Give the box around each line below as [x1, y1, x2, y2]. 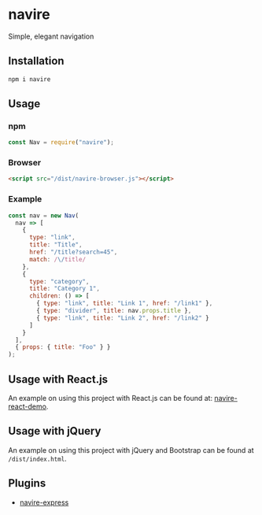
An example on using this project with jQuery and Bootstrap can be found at [8, 445, 254, 454]
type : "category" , [28, 277, 90, 285]
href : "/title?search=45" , [28, 248, 118, 257]
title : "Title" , [28, 241, 83, 249]
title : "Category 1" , [28, 285, 101, 293]
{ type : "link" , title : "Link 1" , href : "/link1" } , [36, 299, 213, 308]
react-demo [8, 402, 47, 411]
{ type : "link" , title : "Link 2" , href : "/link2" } [36, 313, 210, 322]
